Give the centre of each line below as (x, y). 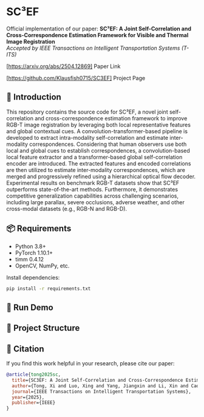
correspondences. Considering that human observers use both (108, 144)
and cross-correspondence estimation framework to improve (111, 118)
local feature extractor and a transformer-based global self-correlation (94, 157)
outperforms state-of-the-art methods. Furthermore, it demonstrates (92, 189)
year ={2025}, (28, 397)
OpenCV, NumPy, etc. (42, 266)
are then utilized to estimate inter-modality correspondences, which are (96, 170)
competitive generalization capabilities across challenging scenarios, (93, 196)
